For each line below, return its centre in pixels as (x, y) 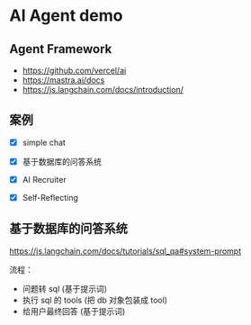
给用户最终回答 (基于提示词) (74, 311)
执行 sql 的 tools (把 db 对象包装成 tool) (95, 300)
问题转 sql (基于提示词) (65, 288)
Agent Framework (61, 49)
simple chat (44, 142)
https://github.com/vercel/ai (74, 70)
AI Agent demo (66, 16)
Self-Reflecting (50, 198)
